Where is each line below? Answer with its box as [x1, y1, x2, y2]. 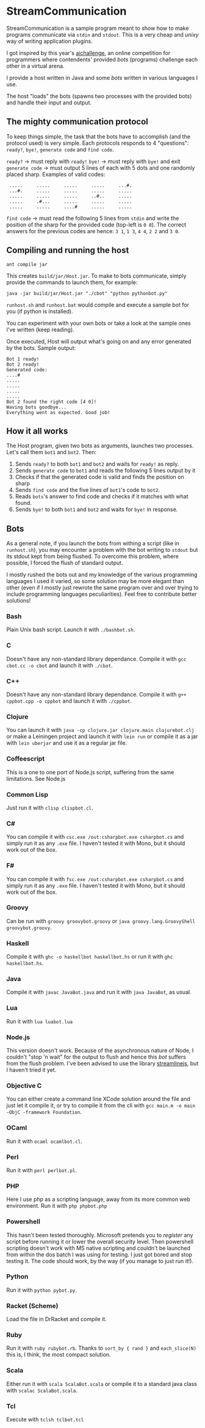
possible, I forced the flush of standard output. [6, 559, 123, 567]
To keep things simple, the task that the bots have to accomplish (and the [6, 132, 191, 140]
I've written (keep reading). [6, 325, 74, 333]
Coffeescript [6, 755, 45, 763]
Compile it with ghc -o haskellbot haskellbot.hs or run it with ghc [6, 953, 173, 960]
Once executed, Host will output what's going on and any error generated [6, 338, 192, 345]
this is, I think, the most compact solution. [6, 1351, 111, 1358]
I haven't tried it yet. [6, 1067, 57, 1074]
